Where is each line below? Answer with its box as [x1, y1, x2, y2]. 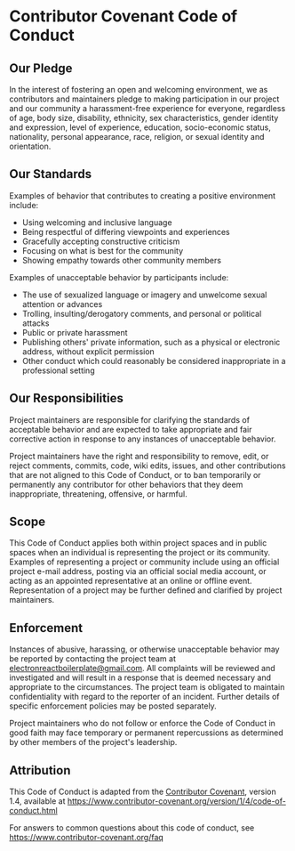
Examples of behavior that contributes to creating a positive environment [9, 190, 276, 201]
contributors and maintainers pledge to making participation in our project [9, 93, 280, 104]
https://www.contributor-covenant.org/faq [9, 832, 164, 843]
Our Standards [9, 166, 92, 182]
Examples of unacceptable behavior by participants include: [9, 272, 229, 282]
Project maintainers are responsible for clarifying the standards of [9, 414, 251, 425]
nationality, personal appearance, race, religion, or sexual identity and [9, 132, 265, 142]
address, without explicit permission [21, 345, 155, 357]
